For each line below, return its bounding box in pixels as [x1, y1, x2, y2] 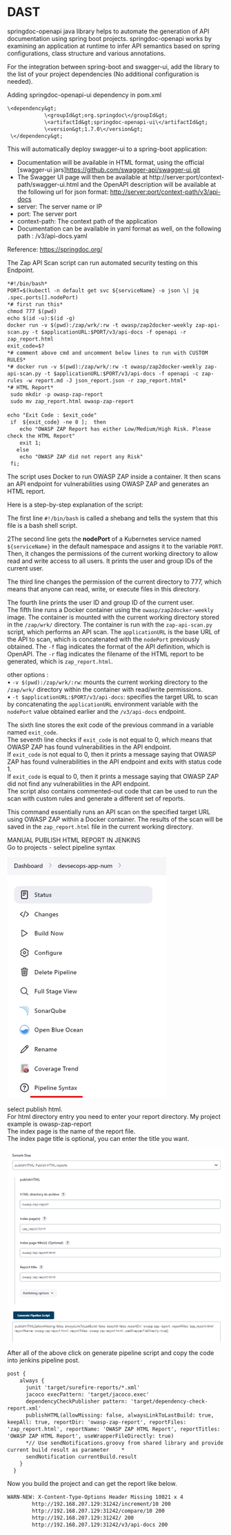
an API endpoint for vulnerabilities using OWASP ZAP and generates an [7, 479, 209, 488]
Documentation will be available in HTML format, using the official [17, 158, 205, 166]
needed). [7, 77, 33, 85]
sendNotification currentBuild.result [25, 1453, 137, 1461]
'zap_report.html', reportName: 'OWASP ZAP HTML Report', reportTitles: [7, 1426, 221, 1433]
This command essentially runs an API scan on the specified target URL [7, 807, 211, 816]
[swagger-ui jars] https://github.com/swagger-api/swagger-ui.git [17, 165, 201, 174]
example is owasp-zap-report [7, 1120, 92, 1128]
